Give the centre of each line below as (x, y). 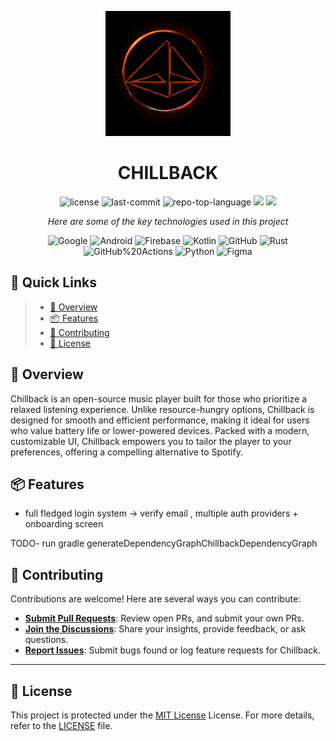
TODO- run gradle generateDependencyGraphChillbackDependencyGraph (164, 543)
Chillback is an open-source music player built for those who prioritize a (159, 398)
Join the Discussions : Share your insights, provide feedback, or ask (165, 629)
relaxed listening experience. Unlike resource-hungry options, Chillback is (162, 409)
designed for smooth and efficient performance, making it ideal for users (160, 420)
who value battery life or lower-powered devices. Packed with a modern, (160, 430)
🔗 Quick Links (53, 282)
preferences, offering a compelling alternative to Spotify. (126, 452)
